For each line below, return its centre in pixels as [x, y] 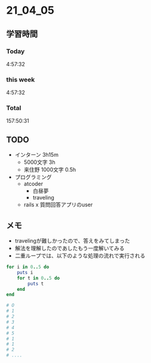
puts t [36, 284]
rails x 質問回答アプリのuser [58, 205]
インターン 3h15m [36, 155]
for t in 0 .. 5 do [38, 278]
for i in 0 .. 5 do [28, 267]
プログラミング [33, 177]
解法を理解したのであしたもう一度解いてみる [70, 249]
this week [21, 79]
